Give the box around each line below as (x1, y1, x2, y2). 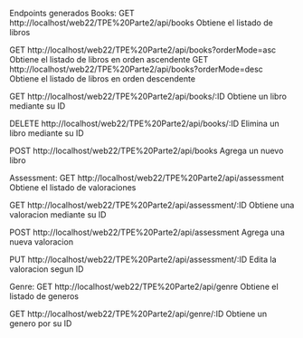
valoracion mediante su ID (9, 209, 107, 220)
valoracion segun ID (9, 264, 84, 275)
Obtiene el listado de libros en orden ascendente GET (9, 54, 209, 64)
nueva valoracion (9, 237, 74, 247)
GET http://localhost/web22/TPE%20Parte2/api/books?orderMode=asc (9, 44, 277, 55)
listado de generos (9, 291, 80, 302)
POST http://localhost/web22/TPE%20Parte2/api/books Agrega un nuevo (9, 145, 284, 156)
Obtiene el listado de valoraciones (9, 182, 137, 193)
